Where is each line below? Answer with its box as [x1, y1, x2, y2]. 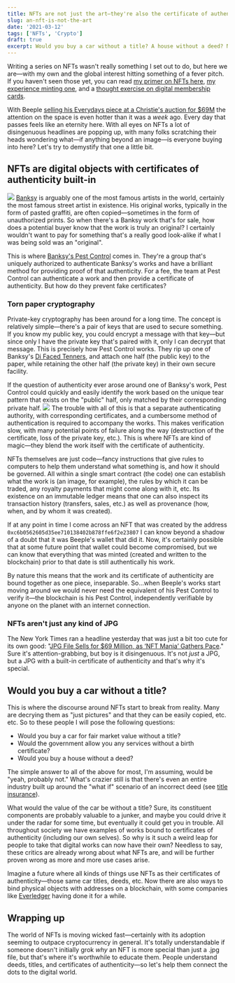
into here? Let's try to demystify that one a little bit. [7, 143, 154, 151]
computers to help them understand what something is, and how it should [7, 462, 220, 470]
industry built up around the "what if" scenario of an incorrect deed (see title [7, 782, 228, 791]
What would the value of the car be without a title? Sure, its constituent [7, 804, 212, 812]
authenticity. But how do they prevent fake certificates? [7, 281, 166, 290]
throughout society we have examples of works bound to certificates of [7, 826, 213, 834]
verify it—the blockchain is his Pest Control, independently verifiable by [7, 594, 213, 602]
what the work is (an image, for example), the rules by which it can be [7, 477, 208, 486]
